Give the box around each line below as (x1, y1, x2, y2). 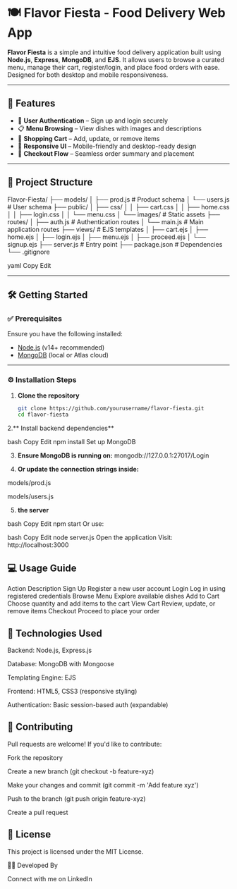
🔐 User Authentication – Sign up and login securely (17, 116, 168, 125)
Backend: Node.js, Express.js (7, 646, 92, 654)
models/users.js (7, 492, 54, 501)
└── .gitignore (7, 247, 51, 256)
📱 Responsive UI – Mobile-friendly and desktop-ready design (17, 142, 197, 150)
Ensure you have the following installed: (7, 330, 123, 338)
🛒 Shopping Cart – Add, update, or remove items (17, 134, 160, 142)
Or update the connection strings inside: (17, 465, 139, 474)
